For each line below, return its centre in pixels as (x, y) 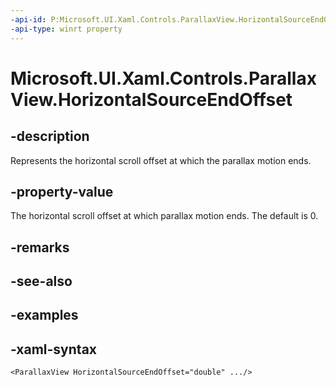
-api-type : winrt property (66, 29)
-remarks (40, 247)
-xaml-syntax (54, 349)
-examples (44, 315)
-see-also (41, 281)
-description (50, 136)
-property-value (62, 191)
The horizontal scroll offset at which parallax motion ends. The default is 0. (164, 216)
